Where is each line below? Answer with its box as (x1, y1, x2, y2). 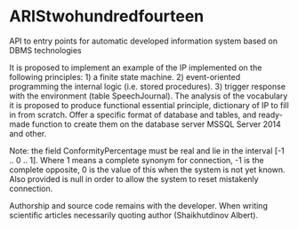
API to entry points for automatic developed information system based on (9, 36, 278, 46)
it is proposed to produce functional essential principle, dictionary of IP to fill (9, 99, 289, 110)
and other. (9, 128, 47, 138)
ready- (258, 109, 283, 120)
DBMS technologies (9, 44, 82, 55)
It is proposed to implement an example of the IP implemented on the (9, 62, 262, 73)
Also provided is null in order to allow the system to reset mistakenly (9, 173, 260, 184)
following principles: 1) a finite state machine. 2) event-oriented (9, 71, 241, 82)
